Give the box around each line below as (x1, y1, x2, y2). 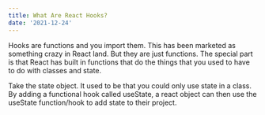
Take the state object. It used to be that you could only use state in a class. (8, 80, 252, 91)
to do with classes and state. (8, 65, 102, 75)
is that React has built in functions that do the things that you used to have (8, 57, 251, 67)
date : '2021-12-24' (8, 19, 73, 27)
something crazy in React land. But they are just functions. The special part (8, 49, 253, 58)
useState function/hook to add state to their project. (8, 98, 177, 107)
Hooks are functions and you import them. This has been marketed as (8, 40, 236, 50)
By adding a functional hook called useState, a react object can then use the (8, 89, 257, 98)
